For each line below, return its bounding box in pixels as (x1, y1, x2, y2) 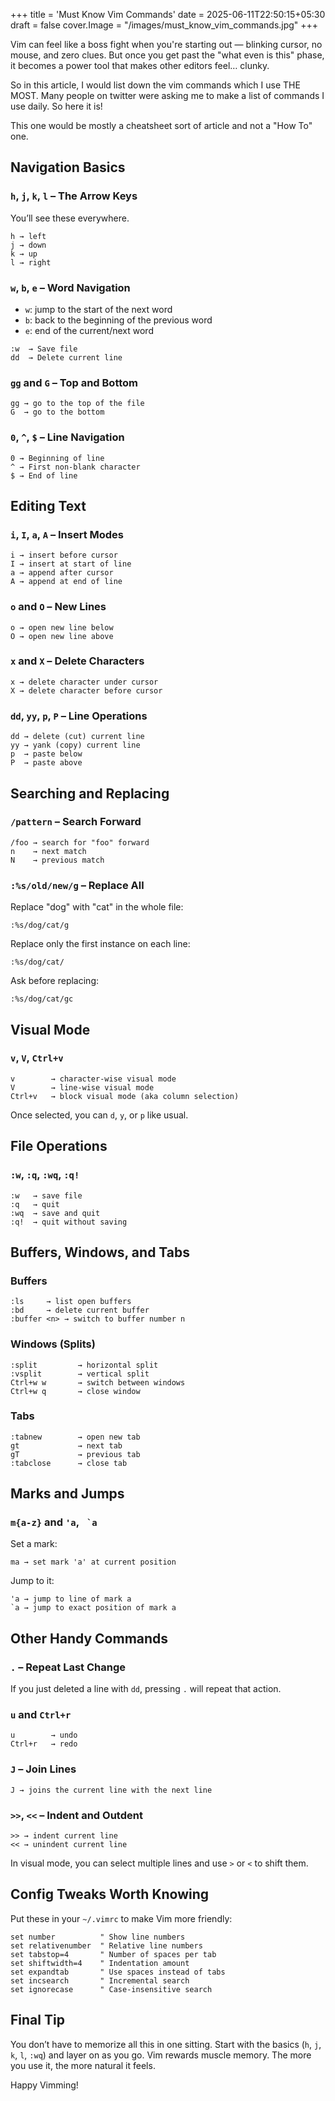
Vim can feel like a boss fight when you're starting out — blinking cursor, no (10, 39, 323, 50)
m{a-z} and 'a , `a (10, 1515, 98, 1529)
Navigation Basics (10, 159, 126, 176)
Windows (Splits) (10, 1337, 96, 1351)
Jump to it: (10, 1575, 55, 1587)
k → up (10, 249, 38, 259)
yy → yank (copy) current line (10, 740, 141, 751)
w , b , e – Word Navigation (10, 280, 131, 294)
